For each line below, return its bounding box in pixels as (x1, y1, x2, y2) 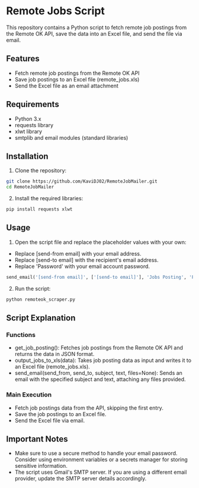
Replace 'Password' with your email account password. (14, 263, 150, 270)
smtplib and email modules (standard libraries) (14, 134, 129, 141)
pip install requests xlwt (6, 206, 73, 212)
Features (6, 53, 40, 64)
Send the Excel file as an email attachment (14, 82, 118, 89)
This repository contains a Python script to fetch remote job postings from (6, 24, 187, 31)
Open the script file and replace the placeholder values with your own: (14, 238, 187, 245)
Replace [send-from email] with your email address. (14, 250, 142, 257)
